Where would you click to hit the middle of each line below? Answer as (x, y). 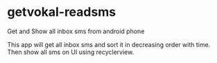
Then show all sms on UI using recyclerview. (71, 52)
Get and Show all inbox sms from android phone (76, 31)
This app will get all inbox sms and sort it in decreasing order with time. (109, 44)
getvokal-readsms (62, 12)
